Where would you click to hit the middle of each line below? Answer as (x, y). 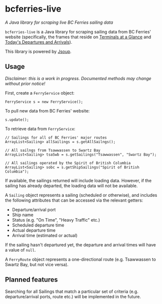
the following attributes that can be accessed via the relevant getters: (74, 200)
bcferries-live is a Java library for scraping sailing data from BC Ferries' (78, 32)
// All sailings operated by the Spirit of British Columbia (68, 163)
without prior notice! (25, 83)
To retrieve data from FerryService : (40, 128)
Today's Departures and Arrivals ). (39, 42)
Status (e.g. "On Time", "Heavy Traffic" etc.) (56, 220)
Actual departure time (34, 230)
